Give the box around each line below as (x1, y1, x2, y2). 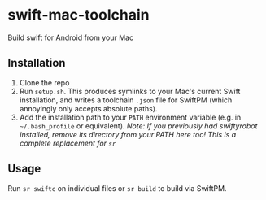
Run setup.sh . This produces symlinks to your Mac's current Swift (19, 86, 241, 96)
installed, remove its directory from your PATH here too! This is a (19, 129, 237, 139)
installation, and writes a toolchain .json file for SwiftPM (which (19, 95, 233, 105)
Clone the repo (19, 77, 70, 87)
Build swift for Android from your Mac (7, 33, 134, 42)
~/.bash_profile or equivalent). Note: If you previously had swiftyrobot (19, 120, 258, 131)
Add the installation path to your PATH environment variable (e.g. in (19, 112, 242, 122)
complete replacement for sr (19, 138, 116, 148)
